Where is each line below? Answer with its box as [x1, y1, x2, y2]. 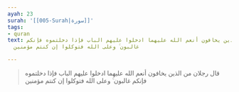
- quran [7, 30, 31, 38]
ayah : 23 [7, 10, 33, 18]
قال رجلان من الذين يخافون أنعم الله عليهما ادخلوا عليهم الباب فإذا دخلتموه [24, 69, 220, 77]
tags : [7, 23, 23, 30]
